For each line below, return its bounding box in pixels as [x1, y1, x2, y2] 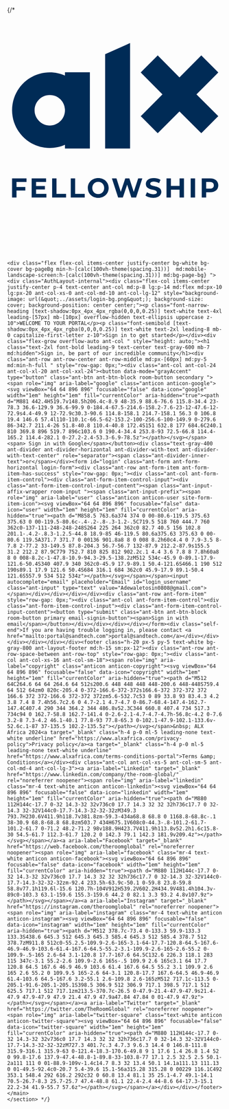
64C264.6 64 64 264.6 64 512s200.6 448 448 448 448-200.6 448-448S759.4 [7, 681, 219, 688]
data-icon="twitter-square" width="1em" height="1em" [7, 1024, 165, 1031]
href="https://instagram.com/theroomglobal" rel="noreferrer [7, 903, 186, 910]
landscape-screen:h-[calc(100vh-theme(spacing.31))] [7, 272, 161, 278]
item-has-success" [7, 470, 60, 477]
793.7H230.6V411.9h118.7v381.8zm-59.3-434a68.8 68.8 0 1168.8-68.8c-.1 [7, 813, 216, 820]
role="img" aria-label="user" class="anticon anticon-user [7, 494, 180, 501]
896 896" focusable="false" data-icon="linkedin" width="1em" [7, 789, 189, 796]
